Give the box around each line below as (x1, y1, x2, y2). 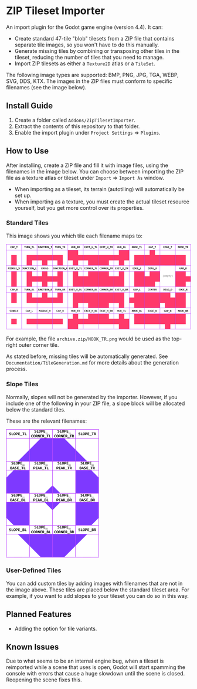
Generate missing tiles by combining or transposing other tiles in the (14, 47, 180, 54)
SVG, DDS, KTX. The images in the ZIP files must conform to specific (6, 78, 172, 85)
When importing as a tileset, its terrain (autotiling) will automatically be (14, 185, 185, 192)
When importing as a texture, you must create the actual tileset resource (14, 198, 189, 205)
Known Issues (6, 642, 59, 652)
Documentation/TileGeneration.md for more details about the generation (6, 359, 179, 366)
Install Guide (6, 101, 53, 111)
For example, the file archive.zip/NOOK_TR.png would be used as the (6, 335, 171, 342)
